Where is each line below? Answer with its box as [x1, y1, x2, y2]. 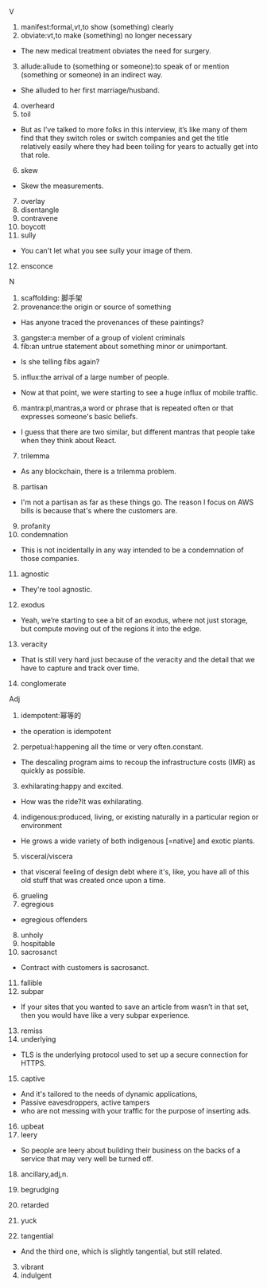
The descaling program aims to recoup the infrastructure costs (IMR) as [20, 757, 256, 767]
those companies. [20, 554, 80, 563]
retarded [20, 1200, 49, 1210]
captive [20, 1074, 46, 1083]
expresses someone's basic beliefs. [20, 412, 138, 421]
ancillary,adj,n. [20, 1169, 68, 1179]
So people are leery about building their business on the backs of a [20, 1145, 241, 1155]
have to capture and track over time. [20, 663, 140, 673]
